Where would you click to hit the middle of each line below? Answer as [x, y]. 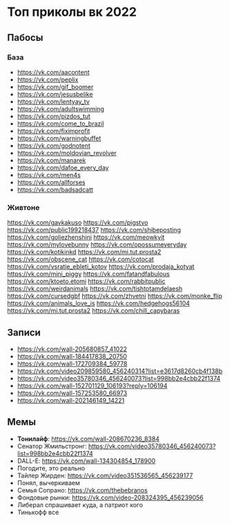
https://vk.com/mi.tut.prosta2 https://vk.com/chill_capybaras [94, 311]
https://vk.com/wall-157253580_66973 [72, 393]
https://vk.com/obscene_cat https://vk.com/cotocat [80, 259]
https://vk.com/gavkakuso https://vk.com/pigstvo [78, 222]
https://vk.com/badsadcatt [55, 189]
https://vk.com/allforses [51, 182]
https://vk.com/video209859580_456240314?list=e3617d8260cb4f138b [120, 371]
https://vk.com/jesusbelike [55, 94]
